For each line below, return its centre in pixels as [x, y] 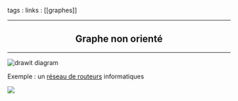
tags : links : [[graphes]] [42, 10]
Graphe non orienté [119, 39]
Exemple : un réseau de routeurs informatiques [76, 76]
